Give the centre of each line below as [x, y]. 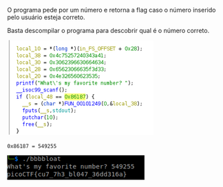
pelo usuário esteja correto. [46, 17]
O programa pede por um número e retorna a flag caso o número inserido [111, 10]
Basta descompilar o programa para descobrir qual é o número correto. [108, 31]
